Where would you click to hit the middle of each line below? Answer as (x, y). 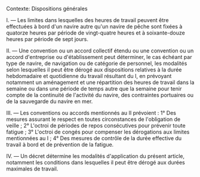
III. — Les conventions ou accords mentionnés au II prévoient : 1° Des (91, 113)
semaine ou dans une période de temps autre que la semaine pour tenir (94, 88)
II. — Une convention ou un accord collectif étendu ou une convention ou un (100, 51)
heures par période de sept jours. (47, 39)
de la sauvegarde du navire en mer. (50, 101)
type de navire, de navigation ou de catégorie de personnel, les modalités (97, 63)
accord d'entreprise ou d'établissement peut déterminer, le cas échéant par (99, 57)
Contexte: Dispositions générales (47, 9)
